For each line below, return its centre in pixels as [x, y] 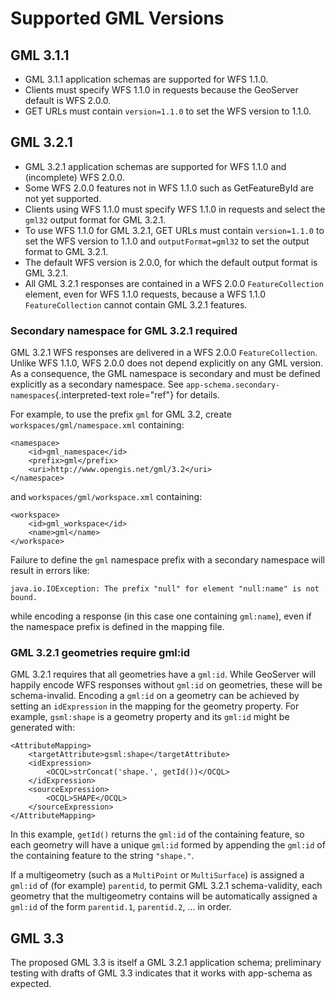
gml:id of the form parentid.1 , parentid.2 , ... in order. [121, 907]
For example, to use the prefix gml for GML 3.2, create [121, 414]
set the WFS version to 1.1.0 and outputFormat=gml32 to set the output [167, 241]
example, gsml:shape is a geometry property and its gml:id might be [150, 717]
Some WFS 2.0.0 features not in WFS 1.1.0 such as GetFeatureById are [169, 188]
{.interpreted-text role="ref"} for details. [137, 395]
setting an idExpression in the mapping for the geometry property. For [155, 706]
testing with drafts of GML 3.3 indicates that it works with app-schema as [161, 973]
